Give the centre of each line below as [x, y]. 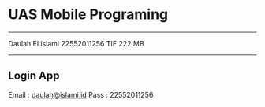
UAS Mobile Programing [88, 15]
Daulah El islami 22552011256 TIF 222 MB [76, 43]
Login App [34, 76]
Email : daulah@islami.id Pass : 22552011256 [81, 94]
